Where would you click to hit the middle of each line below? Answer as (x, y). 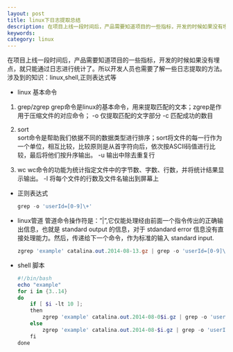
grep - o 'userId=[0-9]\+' (54, 207)
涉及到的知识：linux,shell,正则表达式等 (62, 78)
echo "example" (39, 285)
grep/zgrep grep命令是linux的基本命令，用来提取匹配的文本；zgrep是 (116, 107)
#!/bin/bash (34, 278)
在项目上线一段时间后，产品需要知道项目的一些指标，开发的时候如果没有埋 (113, 60)
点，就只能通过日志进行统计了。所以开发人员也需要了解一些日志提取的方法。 (116, 69)
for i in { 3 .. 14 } (42, 291)
